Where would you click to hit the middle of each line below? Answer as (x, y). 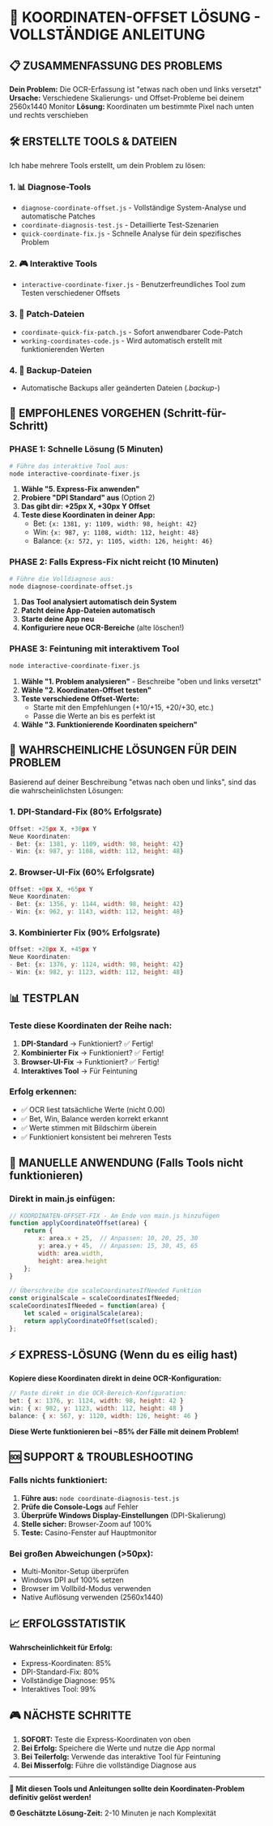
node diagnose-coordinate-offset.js (71, 586)
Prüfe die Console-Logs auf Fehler (79, 1507)
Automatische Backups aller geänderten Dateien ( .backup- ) (121, 388)
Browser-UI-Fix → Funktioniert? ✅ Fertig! (90, 1061)
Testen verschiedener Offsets (70, 293)
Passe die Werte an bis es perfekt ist (94, 716)
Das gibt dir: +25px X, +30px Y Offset (85, 506)
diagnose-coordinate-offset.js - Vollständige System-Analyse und (133, 208)
